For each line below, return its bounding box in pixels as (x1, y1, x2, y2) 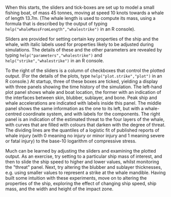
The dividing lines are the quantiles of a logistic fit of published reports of (5, 127, 160, 133)
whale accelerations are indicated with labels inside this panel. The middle (5, 100, 162, 106)
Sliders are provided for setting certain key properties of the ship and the (5, 36, 159, 42)
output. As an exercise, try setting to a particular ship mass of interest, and (5, 153, 162, 159)
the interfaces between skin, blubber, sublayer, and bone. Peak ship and (5, 94, 157, 101)
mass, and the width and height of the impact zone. (5, 186, 114, 192)
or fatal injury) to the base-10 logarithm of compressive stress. (5, 138, 137, 144)
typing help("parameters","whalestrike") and (5, 52, 103, 58)
